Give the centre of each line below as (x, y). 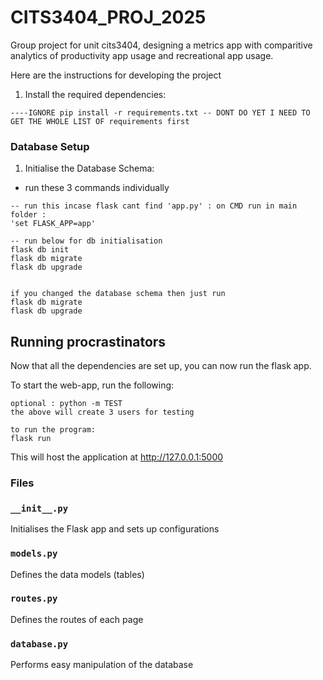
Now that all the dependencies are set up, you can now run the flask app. (161, 366)
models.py (34, 554)
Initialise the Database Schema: (89, 168)
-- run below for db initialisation (86, 241)
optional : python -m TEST (66, 404)
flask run (31, 439)
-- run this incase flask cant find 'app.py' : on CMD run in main (154, 206)
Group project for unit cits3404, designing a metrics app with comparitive (161, 45)
